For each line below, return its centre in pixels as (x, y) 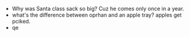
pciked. (21, 21)
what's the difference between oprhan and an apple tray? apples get (97, 15)
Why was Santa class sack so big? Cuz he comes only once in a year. (98, 9)
